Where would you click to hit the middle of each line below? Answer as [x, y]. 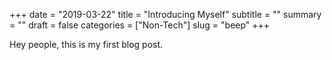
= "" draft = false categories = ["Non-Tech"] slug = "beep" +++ [140, 25]
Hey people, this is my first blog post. [86, 44]
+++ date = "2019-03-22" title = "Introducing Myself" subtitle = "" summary [165, 14]
